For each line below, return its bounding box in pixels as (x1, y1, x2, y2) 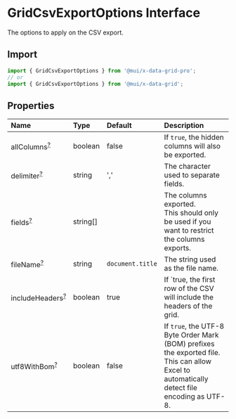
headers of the (164, 301, 213, 311)
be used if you (164, 217, 211, 226)
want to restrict (164, 226, 214, 236)
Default (106, 121, 132, 131)
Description (164, 121, 204, 131)
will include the (164, 292, 214, 302)
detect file (164, 383, 198, 393)
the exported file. (164, 348, 221, 358)
